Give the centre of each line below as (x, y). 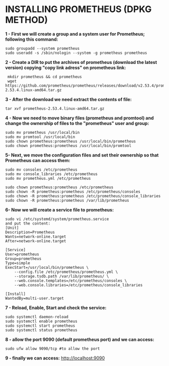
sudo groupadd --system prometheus (43, 48)
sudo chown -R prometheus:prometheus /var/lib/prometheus (67, 200)
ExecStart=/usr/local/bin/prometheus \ (47, 267)
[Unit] (12, 228)
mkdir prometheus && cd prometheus (45, 77)
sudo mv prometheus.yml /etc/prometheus (48, 178)
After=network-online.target (36, 241)
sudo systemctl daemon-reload (37, 317)
